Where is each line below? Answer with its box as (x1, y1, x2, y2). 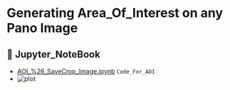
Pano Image (6, 20, 78, 36)
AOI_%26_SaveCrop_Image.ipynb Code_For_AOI (16, 67, 155, 75)
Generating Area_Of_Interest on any (6, 5, 224, 21)
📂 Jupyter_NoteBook (6, 48, 100, 60)
